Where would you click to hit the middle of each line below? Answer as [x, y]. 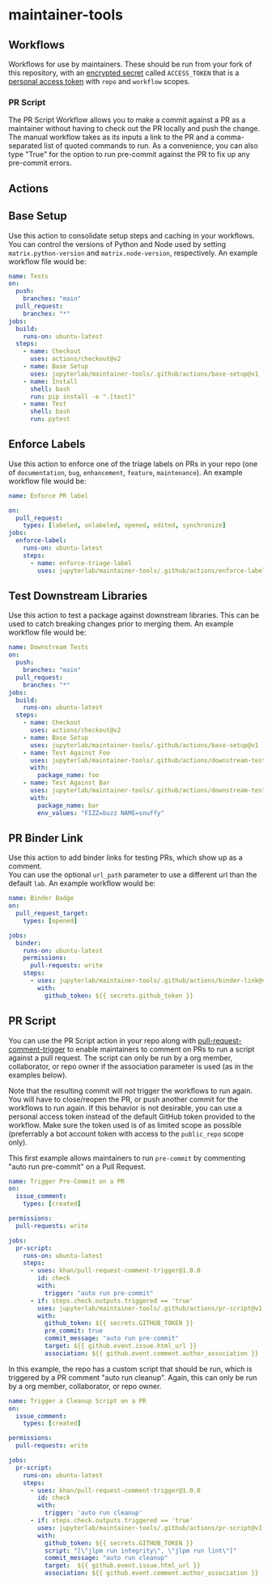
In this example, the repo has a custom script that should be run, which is [130, 1369]
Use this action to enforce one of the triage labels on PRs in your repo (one [133, 464]
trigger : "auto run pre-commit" [99, 1293]
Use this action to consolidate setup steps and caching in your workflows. [132, 236]
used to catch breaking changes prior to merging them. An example [121, 624]
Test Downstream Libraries [78, 595]
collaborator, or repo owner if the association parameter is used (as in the [131, 1066]
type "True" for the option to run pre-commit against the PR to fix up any [129, 155]
